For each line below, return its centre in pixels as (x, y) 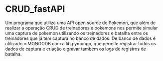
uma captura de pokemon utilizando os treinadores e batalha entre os (77, 33)
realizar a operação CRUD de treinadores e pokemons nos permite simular (81, 28)
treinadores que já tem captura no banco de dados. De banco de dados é (81, 38)
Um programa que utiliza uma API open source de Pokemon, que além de (81, 23)
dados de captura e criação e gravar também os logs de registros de (76, 49)
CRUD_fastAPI (35, 9)
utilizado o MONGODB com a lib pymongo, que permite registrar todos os (81, 43)
